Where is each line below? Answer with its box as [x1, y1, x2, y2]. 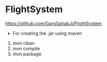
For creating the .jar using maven [12, 30, 83, 36]
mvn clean [12, 40, 35, 46]
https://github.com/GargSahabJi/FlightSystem [5, 20, 102, 26]
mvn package [12, 51, 42, 57]
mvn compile [12, 45, 40, 51]
